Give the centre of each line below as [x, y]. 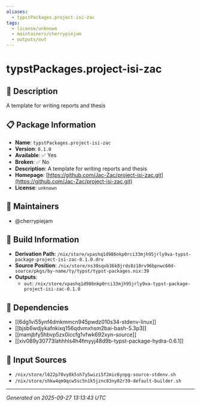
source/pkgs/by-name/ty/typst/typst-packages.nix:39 [82, 271]
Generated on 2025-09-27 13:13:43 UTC [56, 398]
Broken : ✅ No [32, 161]
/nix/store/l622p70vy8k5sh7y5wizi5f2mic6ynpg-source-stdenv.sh [95, 375]
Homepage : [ [31, 175]
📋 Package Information [51, 125]
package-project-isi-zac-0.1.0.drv [59, 260]
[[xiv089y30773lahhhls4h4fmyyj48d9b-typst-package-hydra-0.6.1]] [99, 341]
